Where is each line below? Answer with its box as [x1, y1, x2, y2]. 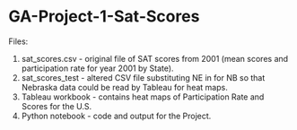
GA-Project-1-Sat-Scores [8, 6, 200, 27]
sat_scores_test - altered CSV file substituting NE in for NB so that [21, 72, 266, 82]
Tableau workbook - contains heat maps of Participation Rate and [21, 91, 265, 102]
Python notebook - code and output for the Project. [21, 110, 212, 121]
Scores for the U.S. [21, 100, 92, 111]
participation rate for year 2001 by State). [21, 63, 174, 74]
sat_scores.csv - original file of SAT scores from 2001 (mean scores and [21, 53, 289, 64]
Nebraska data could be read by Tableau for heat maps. [21, 82, 228, 92]
